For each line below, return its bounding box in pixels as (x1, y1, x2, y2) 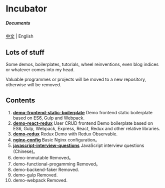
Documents (5, 20, 30, 26)
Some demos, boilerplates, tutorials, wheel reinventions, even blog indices (5, 61, 159, 67)
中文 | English (5, 33, 34, 39)
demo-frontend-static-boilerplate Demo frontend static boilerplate (12, 109, 153, 115)
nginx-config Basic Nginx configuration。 (12, 136, 100, 143)
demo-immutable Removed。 (12, 154, 74, 160)
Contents (5, 96, 35, 105)
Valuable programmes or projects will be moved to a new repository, (5, 76, 146, 82)
